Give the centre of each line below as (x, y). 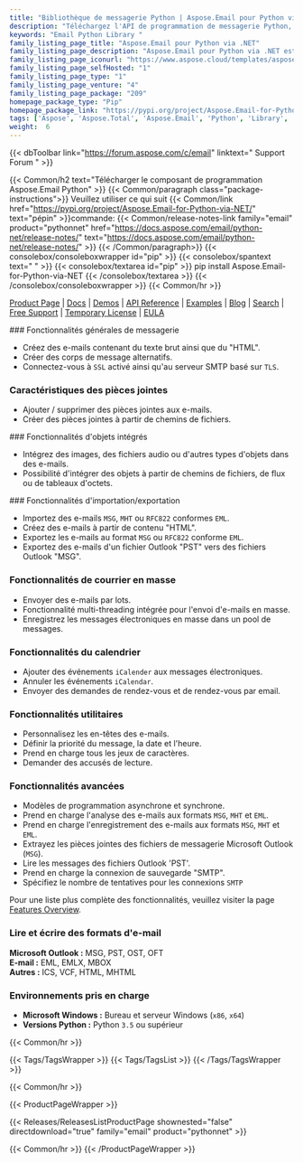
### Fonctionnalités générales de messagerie (95, 330)
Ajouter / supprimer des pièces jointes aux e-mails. (117, 410)
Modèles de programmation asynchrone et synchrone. (124, 806)
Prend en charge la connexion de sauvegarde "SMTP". (124, 873)
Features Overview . (45, 910)
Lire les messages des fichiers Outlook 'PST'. (106, 863)
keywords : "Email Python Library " (76, 34)
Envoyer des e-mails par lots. (77, 600)
